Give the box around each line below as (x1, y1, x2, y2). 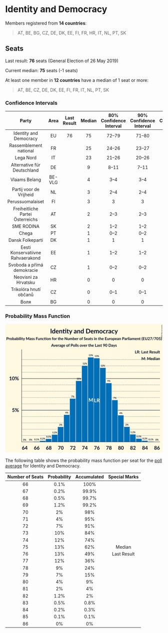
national (17, 148, 34, 154)
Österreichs (13, 216, 38, 222)
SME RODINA (11, 223, 40, 229)
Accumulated (75, 474, 104, 480)
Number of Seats (7, 474, 44, 480)
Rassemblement (9, 142, 42, 148)
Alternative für (10, 162, 41, 168)
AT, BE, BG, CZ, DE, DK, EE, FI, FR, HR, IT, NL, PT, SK (17, 30, 126, 36)
